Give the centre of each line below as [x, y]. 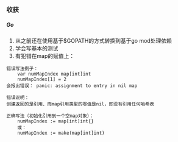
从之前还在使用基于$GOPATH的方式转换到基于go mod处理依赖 [93, 40]
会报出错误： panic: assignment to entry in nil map [72, 86]
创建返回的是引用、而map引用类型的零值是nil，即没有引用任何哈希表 [80, 104]
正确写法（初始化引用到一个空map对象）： [50, 116]
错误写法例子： [22, 68]
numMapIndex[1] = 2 [42, 79]
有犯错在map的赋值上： [45, 55]
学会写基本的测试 [37, 48]
